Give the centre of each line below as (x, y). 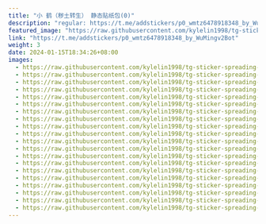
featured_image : (35, 30)
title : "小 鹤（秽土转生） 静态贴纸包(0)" (71, 15)
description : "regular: (47, 23)
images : (21, 60)
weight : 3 (25, 45)
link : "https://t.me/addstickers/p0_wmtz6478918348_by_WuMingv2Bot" (123, 38)
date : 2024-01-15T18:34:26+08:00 (63, 52)
